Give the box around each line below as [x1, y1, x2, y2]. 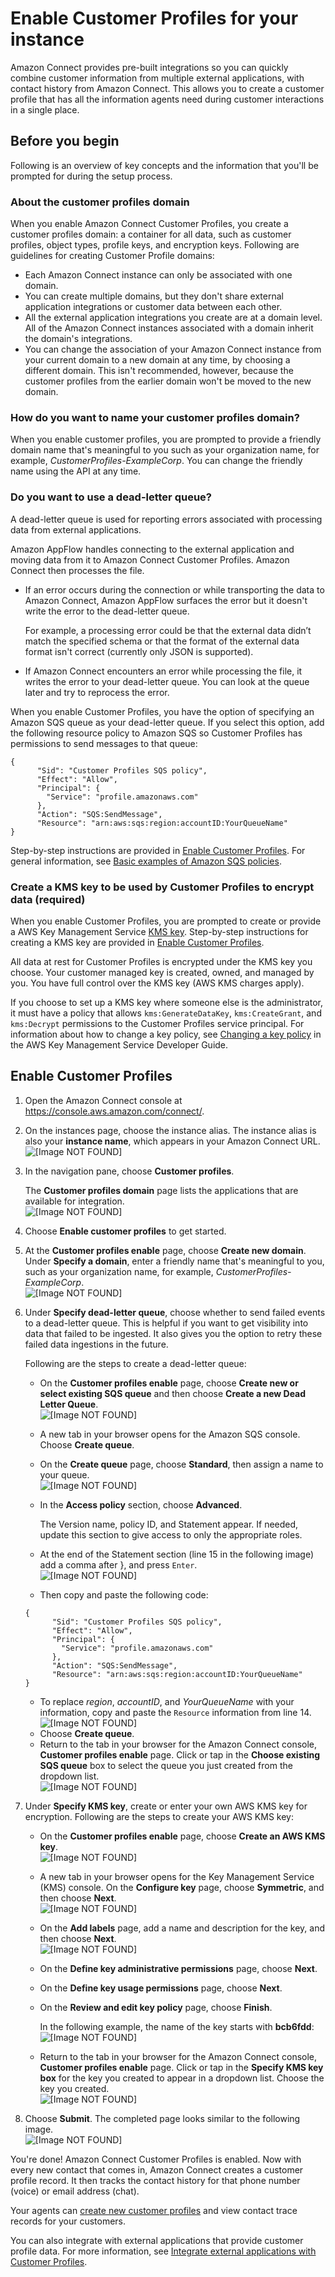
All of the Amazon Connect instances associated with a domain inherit [24, 322, 314, 334]
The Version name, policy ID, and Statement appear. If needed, [39, 1518, 299, 1530]
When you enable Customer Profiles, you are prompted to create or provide [10, 915, 322, 927]
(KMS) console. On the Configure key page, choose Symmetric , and [39, 1881, 325, 1893]
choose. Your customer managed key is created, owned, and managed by [10, 966, 315, 978]
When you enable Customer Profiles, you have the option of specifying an [10, 705, 315, 717]
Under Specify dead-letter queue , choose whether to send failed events [24, 1306, 326, 1318]
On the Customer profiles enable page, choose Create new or [39, 1377, 299, 1389]
